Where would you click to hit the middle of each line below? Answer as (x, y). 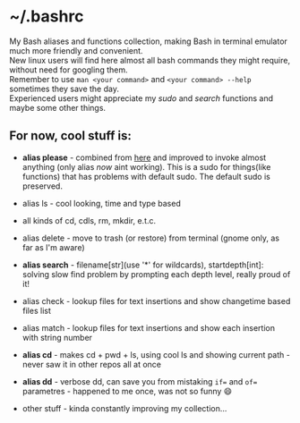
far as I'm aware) (53, 247)
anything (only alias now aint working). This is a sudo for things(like (146, 166)
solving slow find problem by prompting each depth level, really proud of (156, 274)
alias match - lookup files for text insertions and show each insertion (149, 327)
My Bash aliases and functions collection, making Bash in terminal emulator (149, 41)
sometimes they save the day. (64, 89)
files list (36, 310)
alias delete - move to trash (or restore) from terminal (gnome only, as (151, 238)
